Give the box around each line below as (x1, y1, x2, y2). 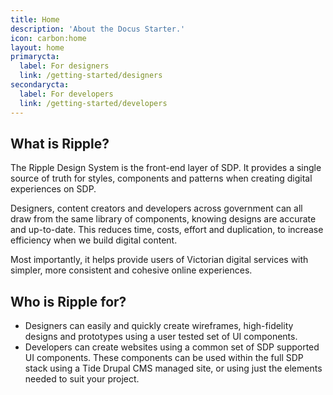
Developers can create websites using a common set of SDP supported (24, 341, 320, 353)
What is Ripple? (10, 135, 110, 152)
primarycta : (10, 52, 60, 62)
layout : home (10, 42, 65, 53)
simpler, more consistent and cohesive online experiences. (10, 264, 253, 276)
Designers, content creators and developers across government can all (10, 202, 303, 215)
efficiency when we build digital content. (10, 234, 178, 246)
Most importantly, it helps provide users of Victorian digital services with (10, 254, 309, 266)
